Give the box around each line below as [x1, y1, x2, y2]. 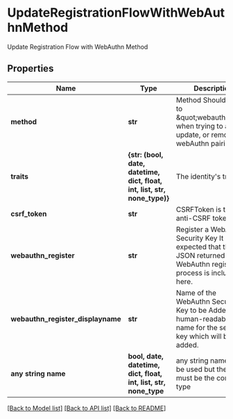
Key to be [175, 305, 207, 315]
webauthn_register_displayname [10, 314, 121, 324]
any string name [10, 368, 66, 378]
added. [175, 340, 199, 350]
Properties [7, 63, 54, 74]
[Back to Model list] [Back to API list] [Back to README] [7, 404, 166, 412]
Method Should [175, 95, 227, 105]
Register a [175, 224, 209, 234]
